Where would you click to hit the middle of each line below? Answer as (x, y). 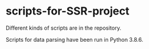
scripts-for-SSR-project (67, 11)
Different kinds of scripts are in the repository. (64, 28)
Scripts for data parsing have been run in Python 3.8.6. (74, 39)
